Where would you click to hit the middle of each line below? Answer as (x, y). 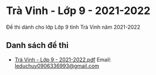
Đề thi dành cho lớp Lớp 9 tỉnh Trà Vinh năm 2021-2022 (73, 27)
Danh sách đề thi (38, 45)
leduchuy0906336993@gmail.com (57, 66)
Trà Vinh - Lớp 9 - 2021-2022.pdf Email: (63, 59)
